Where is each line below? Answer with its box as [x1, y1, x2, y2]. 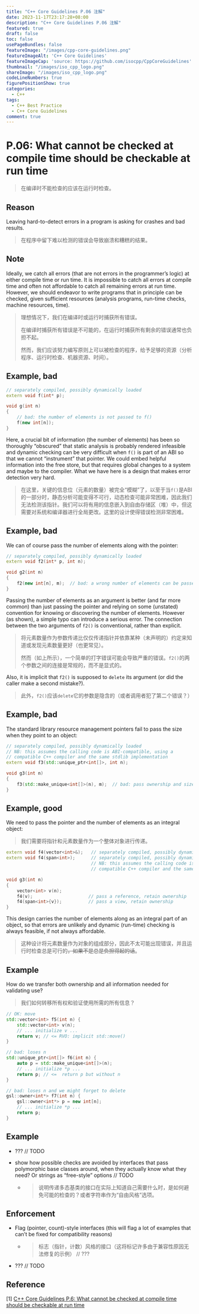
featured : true [6, 25, 44, 31]
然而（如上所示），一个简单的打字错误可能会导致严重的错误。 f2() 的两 [20, 654, 190, 661]
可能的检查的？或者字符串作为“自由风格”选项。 [43, 1191, 158, 1198]
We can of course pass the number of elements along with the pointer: [6, 541, 179, 549]
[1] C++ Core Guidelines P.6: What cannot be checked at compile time [6, 1295, 177, 1303]
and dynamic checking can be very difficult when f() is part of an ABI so [6, 449, 184, 456]
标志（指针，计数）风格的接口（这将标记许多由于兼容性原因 [38, 1243, 184, 1250]
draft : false [6, 31, 38, 37]
